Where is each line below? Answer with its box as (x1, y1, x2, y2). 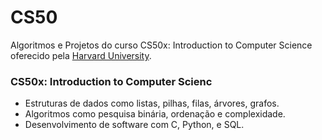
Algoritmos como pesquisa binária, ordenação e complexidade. (24, 108, 286, 120)
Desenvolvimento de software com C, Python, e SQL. (24, 119, 245, 131)
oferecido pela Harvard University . (10, 49, 152, 61)
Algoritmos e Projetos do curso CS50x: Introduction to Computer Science (10, 39, 313, 51)
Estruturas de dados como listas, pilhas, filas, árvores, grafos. (24, 97, 280, 110)
